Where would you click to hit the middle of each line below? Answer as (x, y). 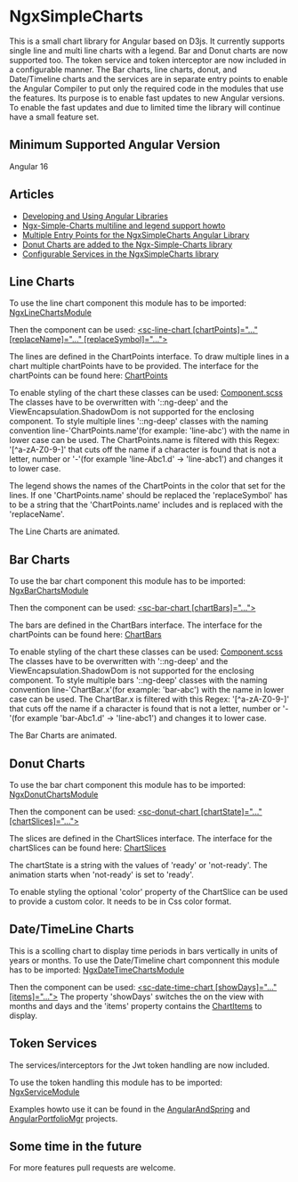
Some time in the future (76, 1147)
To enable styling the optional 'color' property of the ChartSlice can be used (149, 892)
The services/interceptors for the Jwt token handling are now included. (139, 1065)
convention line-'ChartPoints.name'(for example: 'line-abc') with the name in (149, 431)
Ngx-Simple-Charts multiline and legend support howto (124, 226)
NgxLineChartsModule (50, 313)
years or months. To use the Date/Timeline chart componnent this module (145, 960)
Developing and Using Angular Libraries (95, 216)
